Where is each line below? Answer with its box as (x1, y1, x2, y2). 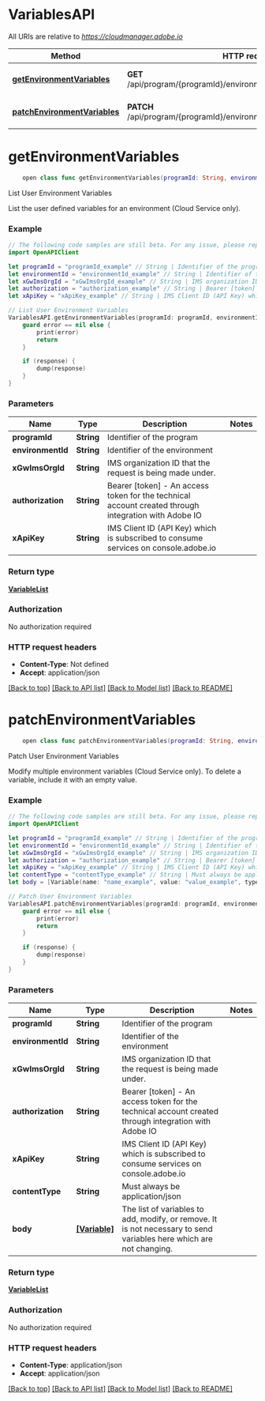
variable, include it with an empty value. (8, 774, 138, 784)
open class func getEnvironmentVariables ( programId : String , (22, 174, 227, 182)
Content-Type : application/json (19, 1361, 122, 1370)
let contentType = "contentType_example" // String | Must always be (8, 871, 242, 879)
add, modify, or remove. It (121, 1214, 218, 1225)
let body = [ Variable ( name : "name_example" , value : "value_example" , (8, 879, 242, 887)
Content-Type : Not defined (19, 660, 109, 669)
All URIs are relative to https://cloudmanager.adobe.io (8, 32, 183, 41)
